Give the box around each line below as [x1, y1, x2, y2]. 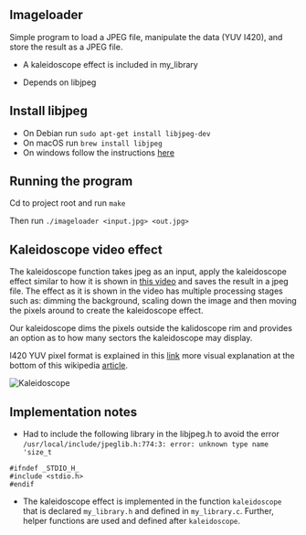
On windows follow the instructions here [22, 146, 175, 158]
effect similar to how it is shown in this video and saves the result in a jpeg [9, 276, 290, 287]
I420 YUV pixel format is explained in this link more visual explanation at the [9, 350, 295, 361]
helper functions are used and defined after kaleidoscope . [22, 516, 240, 527]
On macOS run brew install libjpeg [22, 137, 163, 148]
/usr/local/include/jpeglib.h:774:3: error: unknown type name [22, 440, 269, 449]
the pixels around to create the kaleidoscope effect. [9, 305, 204, 316]
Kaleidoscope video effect [9, 241, 163, 257]
